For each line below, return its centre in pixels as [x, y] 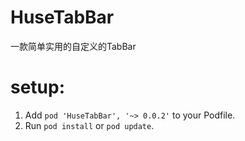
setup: [38, 87]
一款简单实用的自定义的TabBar [73, 46]
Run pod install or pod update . [89, 125]
